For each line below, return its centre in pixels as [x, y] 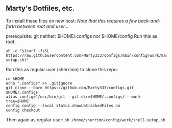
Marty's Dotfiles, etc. [40, 8]
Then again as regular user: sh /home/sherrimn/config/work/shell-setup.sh [85, 119]
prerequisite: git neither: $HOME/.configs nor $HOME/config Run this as [82, 36]
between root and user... [43, 26]
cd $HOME [15, 79]
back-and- [150, 20]
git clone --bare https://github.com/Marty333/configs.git [70, 88]
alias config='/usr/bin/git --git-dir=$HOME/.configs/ [65, 97]
